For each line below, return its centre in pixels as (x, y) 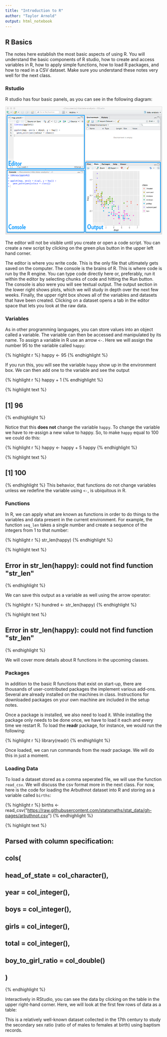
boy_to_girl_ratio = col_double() (55, 961)
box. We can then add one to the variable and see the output (67, 370)
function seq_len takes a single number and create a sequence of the (76, 525)
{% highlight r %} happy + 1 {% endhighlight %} (54, 380)
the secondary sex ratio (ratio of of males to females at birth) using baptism (83, 1025)
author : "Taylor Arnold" (31, 16)
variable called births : (28, 795)
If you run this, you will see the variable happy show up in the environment (81, 365)
